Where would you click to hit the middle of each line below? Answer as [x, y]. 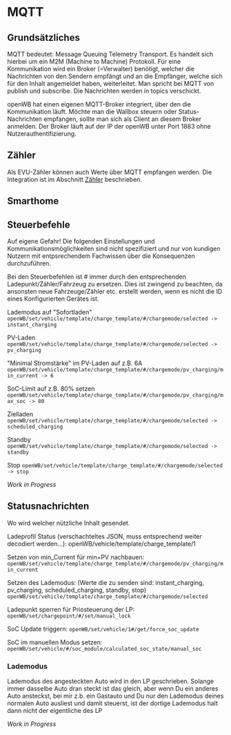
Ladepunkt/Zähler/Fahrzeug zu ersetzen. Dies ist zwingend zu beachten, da [115, 284]
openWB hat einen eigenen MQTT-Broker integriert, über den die [99, 104]
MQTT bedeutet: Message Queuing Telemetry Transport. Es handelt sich [110, 54]
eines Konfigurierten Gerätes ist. [53, 299]
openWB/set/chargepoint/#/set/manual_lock [69, 616]
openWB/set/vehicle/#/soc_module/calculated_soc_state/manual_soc [104, 649]
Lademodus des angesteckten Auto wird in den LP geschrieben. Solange [111, 681]
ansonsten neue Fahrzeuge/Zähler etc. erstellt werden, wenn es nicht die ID [115, 292]
